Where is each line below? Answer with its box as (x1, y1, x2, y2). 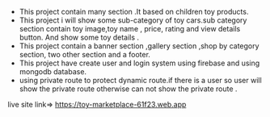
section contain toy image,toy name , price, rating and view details (19, 24, 241, 33)
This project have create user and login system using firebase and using (19, 58, 260, 68)
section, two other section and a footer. (19, 50, 151, 59)
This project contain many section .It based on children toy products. (19, 7, 249, 16)
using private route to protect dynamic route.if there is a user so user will (19, 76, 262, 85)
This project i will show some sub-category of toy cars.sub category (19, 15, 247, 25)
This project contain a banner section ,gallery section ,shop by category (19, 41, 259, 51)
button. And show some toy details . (19, 32, 139, 42)
